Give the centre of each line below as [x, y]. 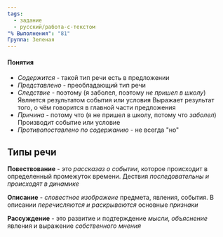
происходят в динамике [43, 184]
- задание [28, 20]
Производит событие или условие [69, 123]
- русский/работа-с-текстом [55, 27]
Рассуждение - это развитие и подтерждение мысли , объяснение [108, 219]
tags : [15, 14]
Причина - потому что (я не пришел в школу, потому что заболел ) [117, 115]
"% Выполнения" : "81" [39, 33]
